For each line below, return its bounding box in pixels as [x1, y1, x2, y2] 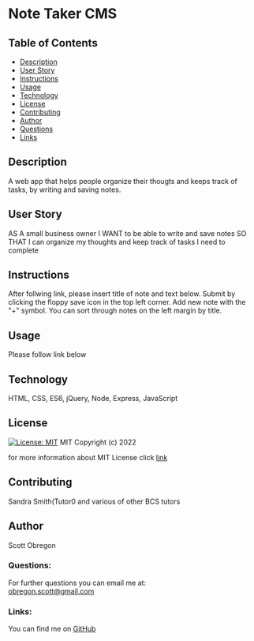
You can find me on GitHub [8, 624, 96, 634]
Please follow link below [8, 350, 87, 359]
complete [8, 246, 39, 255]
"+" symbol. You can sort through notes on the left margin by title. [8, 306, 222, 316]
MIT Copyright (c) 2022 [59, 437, 136, 447]
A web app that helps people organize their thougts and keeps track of [8, 176, 238, 186]
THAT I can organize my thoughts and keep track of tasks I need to [8, 237, 226, 246]
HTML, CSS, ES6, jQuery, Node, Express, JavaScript [8, 394, 178, 403]
